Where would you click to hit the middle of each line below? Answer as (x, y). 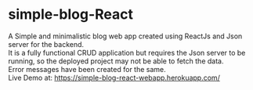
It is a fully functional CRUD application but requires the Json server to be (127, 52)
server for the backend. (46, 44)
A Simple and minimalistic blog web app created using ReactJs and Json (125, 36)
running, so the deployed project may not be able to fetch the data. (116, 61)
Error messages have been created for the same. (87, 69)
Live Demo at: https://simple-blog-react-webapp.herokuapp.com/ (114, 77)
